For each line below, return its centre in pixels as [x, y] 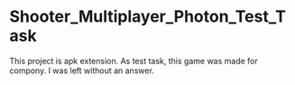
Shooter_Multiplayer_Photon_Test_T [148, 17]
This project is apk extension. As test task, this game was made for [134, 61]
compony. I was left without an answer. [82, 71]
